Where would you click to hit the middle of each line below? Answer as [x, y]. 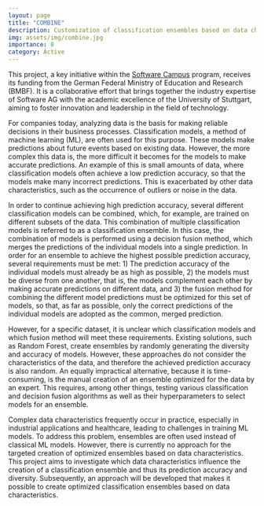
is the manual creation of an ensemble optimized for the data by [151, 379]
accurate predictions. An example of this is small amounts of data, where [126, 165]
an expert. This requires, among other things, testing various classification [128, 388]
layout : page [29, 15]
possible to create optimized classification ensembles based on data [119, 486]
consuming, [27, 379]
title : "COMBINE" [37, 23]
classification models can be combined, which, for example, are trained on [129, 214]
